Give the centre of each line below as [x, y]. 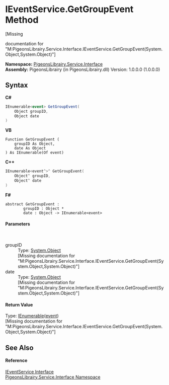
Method [22, 20]
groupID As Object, [35, 144]
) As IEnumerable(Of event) [35, 153]
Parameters [18, 224]
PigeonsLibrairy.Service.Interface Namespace [53, 377]
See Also [19, 348]
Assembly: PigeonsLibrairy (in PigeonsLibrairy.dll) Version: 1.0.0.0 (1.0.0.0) [83, 69]
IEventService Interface [29, 371]
